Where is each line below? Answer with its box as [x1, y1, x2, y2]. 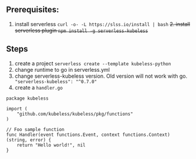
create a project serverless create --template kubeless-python [14, 59, 171, 67]
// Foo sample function [6, 126, 65, 132]
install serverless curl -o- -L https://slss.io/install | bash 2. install [14, 20, 191, 27]
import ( [6, 106, 28, 112]
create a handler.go [14, 84, 63, 91]
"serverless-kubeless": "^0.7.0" [14, 78, 97, 85]
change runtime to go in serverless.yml [14, 66, 110, 73]
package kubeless [6, 95, 49, 101]
